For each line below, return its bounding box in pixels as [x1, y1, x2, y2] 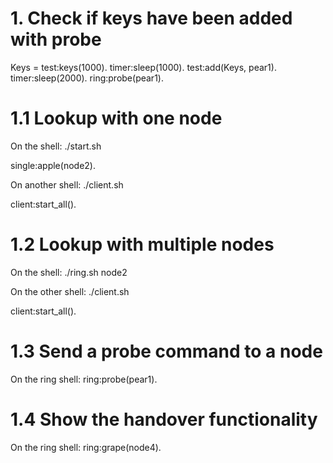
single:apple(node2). [10, 159, 96, 171]
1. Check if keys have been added [10, 7, 293, 30]
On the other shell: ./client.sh [10, 285, 130, 297]
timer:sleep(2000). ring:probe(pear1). [10, 72, 164, 84]
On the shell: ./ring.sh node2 [10, 266, 128, 278]
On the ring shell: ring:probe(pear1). [10, 373, 158, 385]
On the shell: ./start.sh [10, 140, 102, 152]
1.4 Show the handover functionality [10, 408, 318, 431]
